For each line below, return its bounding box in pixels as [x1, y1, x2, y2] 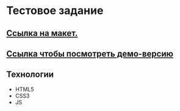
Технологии [6, 70, 54, 80]
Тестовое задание [6, 4, 104, 18]
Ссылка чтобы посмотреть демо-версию [6, 48, 174, 59]
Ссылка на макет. [6, 28, 78, 38]
